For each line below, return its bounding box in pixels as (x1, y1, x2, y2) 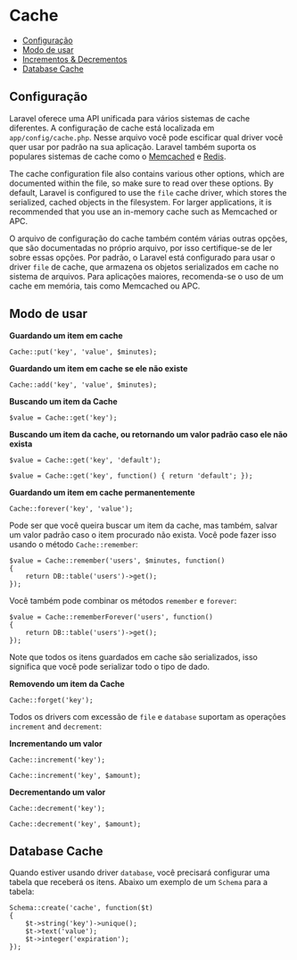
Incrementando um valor (9, 738, 103, 748)
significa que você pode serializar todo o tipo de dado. (9, 661, 210, 672)
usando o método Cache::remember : (9, 538, 138, 549)
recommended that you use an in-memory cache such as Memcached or (9, 206, 278, 217)
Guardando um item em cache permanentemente (9, 487, 195, 497)
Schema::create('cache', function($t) (9, 904, 153, 913)
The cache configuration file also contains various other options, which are (9, 168, 285, 179)
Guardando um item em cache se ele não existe (9, 363, 188, 373)
